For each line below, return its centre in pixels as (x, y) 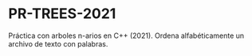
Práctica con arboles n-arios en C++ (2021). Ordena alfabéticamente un (126, 35)
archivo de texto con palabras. (58, 43)
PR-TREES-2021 (62, 14)
